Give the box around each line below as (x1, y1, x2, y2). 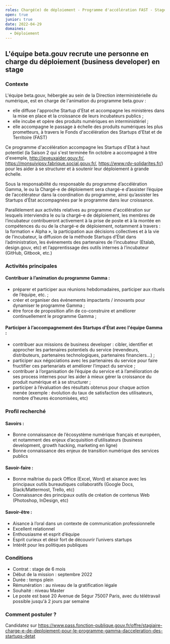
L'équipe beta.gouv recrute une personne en (5, 50, 149, 58)
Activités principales (5, 262, 57, 269)
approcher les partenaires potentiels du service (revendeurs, (12, 347, 140, 353)
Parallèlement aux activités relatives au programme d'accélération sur (5, 207, 151, 213)
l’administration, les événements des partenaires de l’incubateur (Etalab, (5, 239, 156, 245)
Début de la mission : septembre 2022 (12, 571, 93, 577)
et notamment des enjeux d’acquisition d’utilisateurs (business (12, 437, 143, 443)
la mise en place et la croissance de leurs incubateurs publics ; (12, 112, 144, 119)
